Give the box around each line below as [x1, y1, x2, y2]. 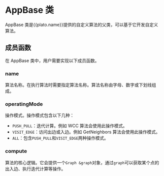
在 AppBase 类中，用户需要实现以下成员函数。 [5, 58, 99, 63]
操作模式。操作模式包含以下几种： [5, 113, 74, 118]
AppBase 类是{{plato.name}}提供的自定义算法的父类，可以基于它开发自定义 [5, 22, 159, 28]
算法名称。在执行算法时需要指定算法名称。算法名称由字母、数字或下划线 [5, 82, 152, 88]
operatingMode [5, 100, 43, 107]
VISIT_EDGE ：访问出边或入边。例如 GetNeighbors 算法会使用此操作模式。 [12, 129, 161, 135]
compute [5, 148, 27, 155]
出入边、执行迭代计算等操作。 [5, 166, 66, 172]
